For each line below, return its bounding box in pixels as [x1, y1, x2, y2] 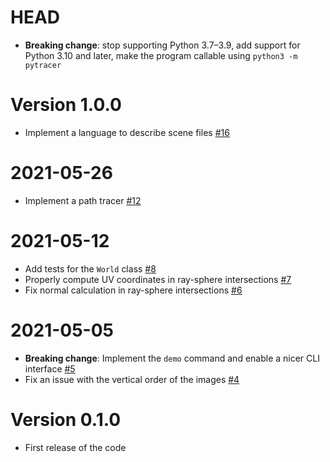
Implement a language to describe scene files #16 [24, 126, 230, 138]
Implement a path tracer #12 [24, 194, 142, 206]
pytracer [24, 60, 62, 70]
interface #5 [24, 362, 76, 375]
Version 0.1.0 [10, 408, 122, 431]
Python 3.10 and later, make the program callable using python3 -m [24, 49, 298, 61]
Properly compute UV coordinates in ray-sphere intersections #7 [24, 273, 292, 285]
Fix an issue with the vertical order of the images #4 [24, 373, 240, 385]
